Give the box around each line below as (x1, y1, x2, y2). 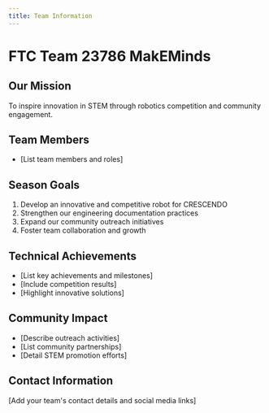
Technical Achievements (8, 249, 137, 263)
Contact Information (8, 374, 114, 388)
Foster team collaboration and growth (20, 225, 146, 236)
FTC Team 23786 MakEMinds (8, 46, 211, 65)
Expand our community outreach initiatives (20, 217, 164, 227)
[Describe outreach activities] (20, 333, 120, 342)
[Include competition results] (20, 280, 117, 289)
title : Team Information (8, 11, 93, 20)
